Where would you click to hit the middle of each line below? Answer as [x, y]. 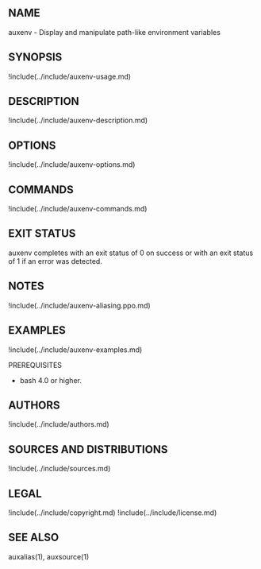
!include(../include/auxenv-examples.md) [75, 350]
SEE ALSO [34, 538]
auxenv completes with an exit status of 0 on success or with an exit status [131, 253]
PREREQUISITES [35, 365]
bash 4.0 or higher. [50, 380]
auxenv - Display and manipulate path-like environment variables [114, 32]
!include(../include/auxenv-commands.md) [78, 209]
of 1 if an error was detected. [56, 261]
